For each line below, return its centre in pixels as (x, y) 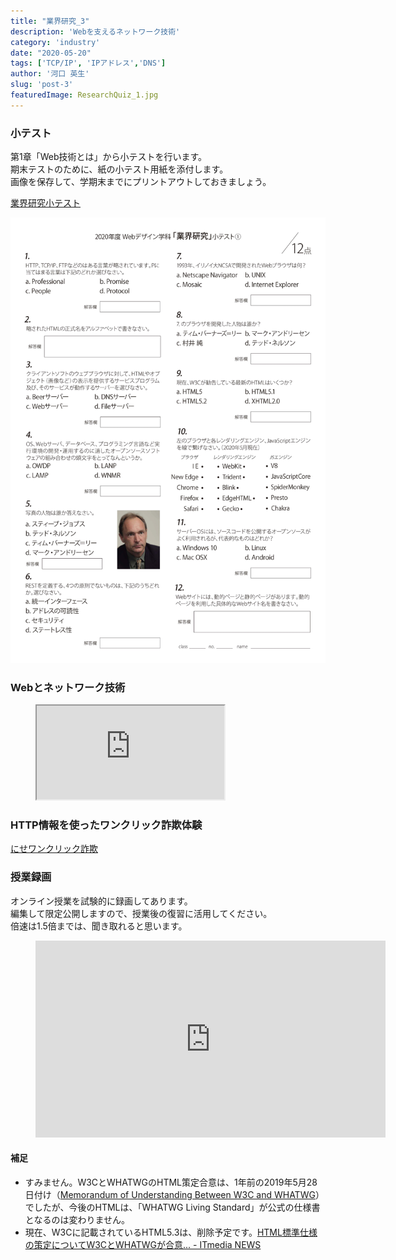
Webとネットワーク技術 (68, 687)
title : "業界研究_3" (50, 21)
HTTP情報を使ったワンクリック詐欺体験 (106, 825)
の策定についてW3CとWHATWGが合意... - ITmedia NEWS (143, 1244)
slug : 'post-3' (42, 85)
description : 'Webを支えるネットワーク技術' (95, 31)
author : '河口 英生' (50, 74)
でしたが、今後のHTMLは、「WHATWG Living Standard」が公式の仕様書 (172, 1207)
